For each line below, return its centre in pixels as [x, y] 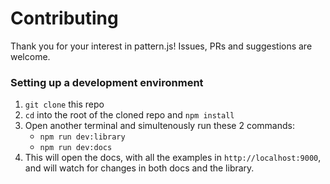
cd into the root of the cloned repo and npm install [129, 115]
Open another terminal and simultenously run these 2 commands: [159, 126]
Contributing [64, 18]
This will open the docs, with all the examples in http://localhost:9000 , [173, 158]
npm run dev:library [82, 137]
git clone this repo [64, 104]
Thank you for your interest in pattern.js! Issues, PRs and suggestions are [161, 46]
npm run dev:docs [76, 148]
